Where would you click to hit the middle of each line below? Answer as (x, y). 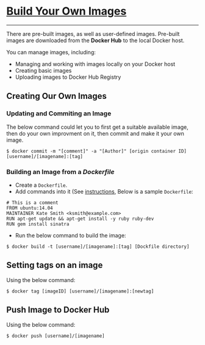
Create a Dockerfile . (41, 185)
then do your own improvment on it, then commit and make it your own (95, 133)
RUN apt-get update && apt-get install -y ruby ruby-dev (80, 219)
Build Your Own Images (67, 11)
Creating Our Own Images (56, 96)
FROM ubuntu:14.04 (30, 208)
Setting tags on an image (55, 265)
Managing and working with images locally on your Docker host (95, 64)
